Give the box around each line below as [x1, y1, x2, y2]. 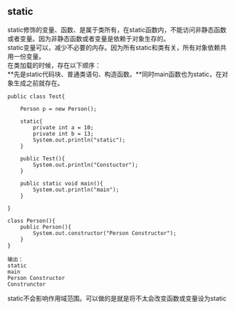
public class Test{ [7, 92, 66, 100]
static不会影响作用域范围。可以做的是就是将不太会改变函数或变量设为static [7, 294, 226, 303]
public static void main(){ [20, 180, 103, 187]
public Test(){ [20, 155, 66, 162]
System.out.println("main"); [33, 186, 120, 193]
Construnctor [7, 281, 46, 288]
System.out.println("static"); [33, 136, 126, 143]
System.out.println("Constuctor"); [33, 161, 139, 168]
